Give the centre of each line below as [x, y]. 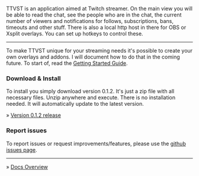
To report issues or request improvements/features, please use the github [96, 144]
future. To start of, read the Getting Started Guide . [67, 63]
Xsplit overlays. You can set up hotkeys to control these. [75, 34]
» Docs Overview [27, 167]
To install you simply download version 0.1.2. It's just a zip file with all [90, 92]
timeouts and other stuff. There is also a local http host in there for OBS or [96, 27]
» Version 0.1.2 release [33, 115]
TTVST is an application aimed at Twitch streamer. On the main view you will [99, 9]
